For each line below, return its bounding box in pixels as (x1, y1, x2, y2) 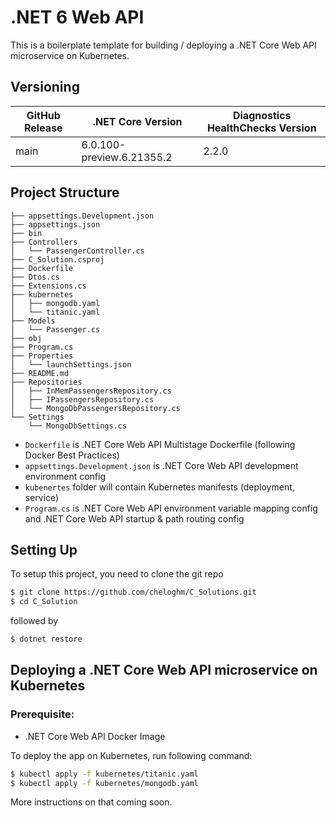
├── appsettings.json (10, 219, 101, 230)
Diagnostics (232, 108, 292, 122)
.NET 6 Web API (10, 6, 145, 29)
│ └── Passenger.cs (10, 324, 101, 335)
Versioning (10, 79, 80, 96)
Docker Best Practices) (24, 449, 120, 461)
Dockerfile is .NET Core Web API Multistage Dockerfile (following (24, 438, 296, 450)
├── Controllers (10, 237, 78, 247)
